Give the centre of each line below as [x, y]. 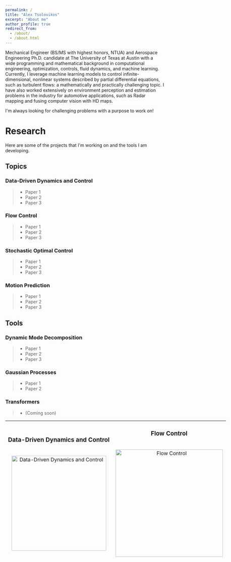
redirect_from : [21, 29]
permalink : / [19, 10]
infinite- [131, 74]
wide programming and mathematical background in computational [75, 63]
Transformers [22, 402]
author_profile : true [28, 24]
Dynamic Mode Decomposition [44, 337]
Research [26, 131]
